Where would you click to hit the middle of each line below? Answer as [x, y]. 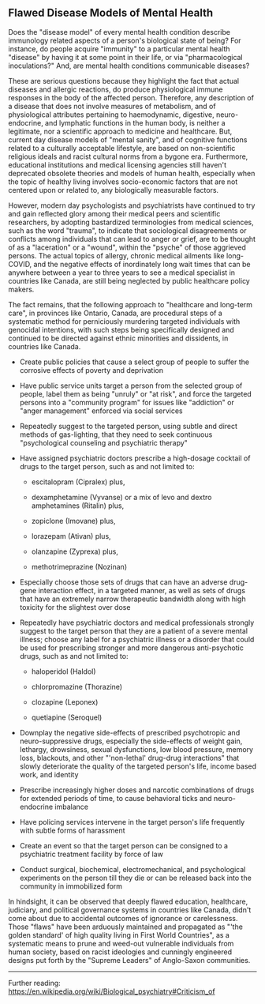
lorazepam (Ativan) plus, [71, 536]
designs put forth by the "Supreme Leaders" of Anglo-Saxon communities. [129, 960]
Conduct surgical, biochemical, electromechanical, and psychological [132, 869]
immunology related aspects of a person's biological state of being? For [125, 40]
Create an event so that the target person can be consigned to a [124, 845]
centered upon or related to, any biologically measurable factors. [114, 190]
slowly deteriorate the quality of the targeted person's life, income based [138, 766]
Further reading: [34, 983]
